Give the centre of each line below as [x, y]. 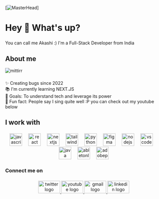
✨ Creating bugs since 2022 [34, 83]
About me [21, 59]
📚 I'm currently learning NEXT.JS [40, 89]
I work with [23, 122]
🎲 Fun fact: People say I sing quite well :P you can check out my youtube [80, 101]
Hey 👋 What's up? [43, 28]
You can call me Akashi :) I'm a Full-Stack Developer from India [70, 43]
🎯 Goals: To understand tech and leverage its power [59, 96]
